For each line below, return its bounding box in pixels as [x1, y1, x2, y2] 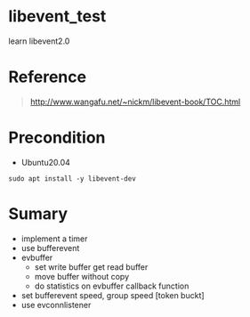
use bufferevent [20, 242, 80, 253]
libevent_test [8, 6, 107, 27]
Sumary [8, 204, 69, 224]
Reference [8, 67, 86, 87]
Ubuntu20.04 [20, 157, 70, 167]
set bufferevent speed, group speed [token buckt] [20, 289, 206, 300]
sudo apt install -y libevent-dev [8, 174, 137, 183]
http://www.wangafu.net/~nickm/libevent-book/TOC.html [29, 96, 241, 107]
